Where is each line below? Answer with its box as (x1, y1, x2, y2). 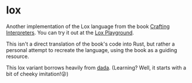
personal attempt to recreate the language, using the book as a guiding (6, 46, 177, 53)
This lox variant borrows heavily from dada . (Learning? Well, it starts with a (6, 64, 186, 71)
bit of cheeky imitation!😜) (6, 70, 69, 77)
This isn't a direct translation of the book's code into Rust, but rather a (6, 40, 175, 47)
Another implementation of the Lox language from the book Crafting (6, 23, 170, 30)
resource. (6, 53, 29, 60)
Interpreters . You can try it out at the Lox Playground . (6, 29, 135, 36)
